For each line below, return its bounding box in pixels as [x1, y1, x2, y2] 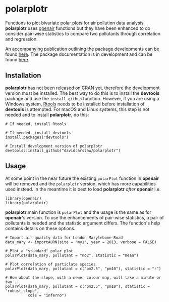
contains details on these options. [5, 225, 76, 231]
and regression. [5, 36, 38, 42]
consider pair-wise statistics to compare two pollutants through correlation [5, 30, 160, 36]
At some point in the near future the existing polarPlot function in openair [5, 175, 159, 181]
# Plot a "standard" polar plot [5, 248, 73, 253]
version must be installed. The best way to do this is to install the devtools [5, 90, 160, 96]
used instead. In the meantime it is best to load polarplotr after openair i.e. [5, 186, 161, 192]
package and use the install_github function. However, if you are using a [5, 95, 159, 101]
